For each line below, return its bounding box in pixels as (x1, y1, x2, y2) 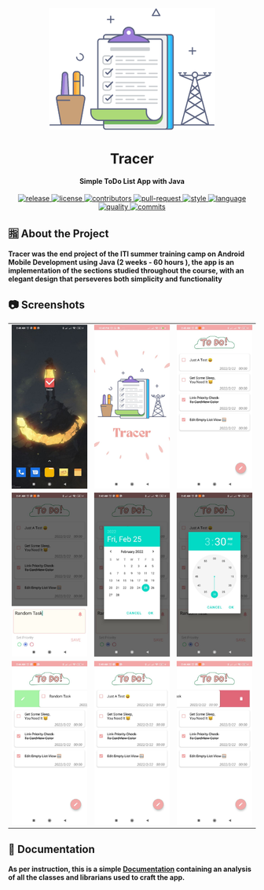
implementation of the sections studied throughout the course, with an (8, 266, 244, 276)
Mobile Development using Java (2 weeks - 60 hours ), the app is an (8, 258, 234, 267)
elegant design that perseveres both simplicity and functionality (8, 274, 222, 284)
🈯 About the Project (8, 227, 109, 240)
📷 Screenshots (8, 298, 85, 311)
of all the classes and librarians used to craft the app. (8, 873, 185, 882)
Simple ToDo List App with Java (79, 176, 185, 185)
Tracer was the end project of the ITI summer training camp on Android (8, 249, 245, 258)
